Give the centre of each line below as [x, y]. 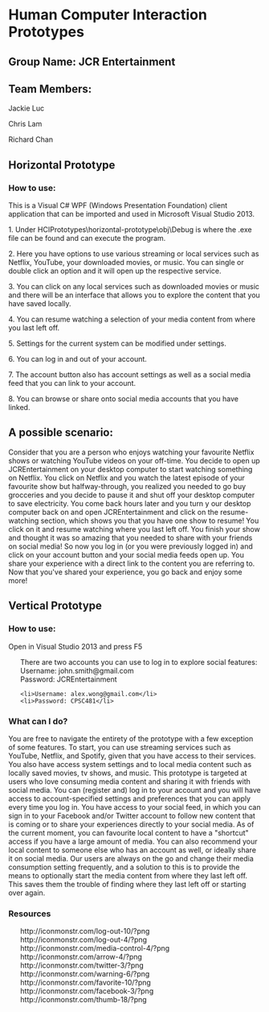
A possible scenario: [61, 433]
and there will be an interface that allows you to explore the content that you [134, 295]
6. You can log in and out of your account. [77, 359]
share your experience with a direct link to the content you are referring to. [132, 563]
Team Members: [50, 89]
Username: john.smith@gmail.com [77, 670]
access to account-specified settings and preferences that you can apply [130, 798]
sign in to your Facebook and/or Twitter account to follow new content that [132, 815]
